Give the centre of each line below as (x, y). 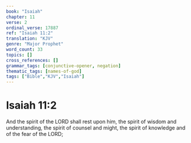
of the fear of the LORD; (35, 134)
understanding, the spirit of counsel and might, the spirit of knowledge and (96, 128)
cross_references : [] (32, 60)
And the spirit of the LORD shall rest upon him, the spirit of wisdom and (91, 122)
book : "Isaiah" (24, 11)
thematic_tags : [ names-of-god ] (44, 71)
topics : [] (19, 55)
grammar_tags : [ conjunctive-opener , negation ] (63, 66)
